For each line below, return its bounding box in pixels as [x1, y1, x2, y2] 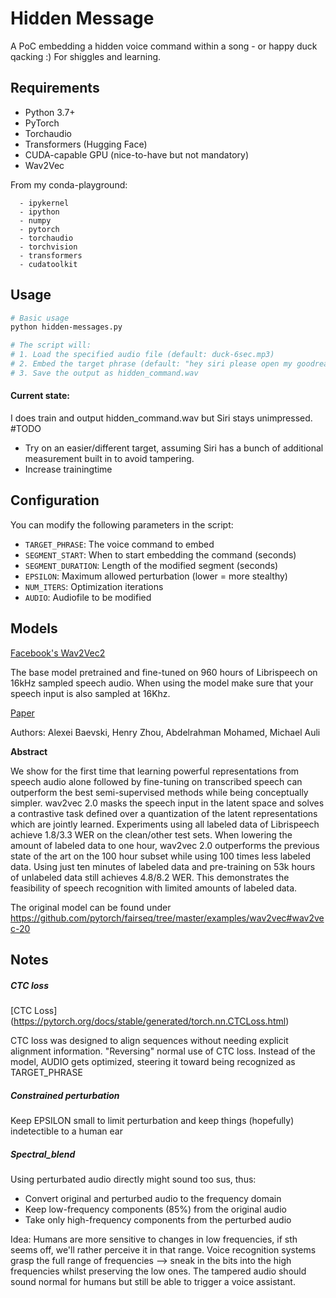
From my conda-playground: [10, 178, 128, 191]
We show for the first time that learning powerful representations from [10, 765, 300, 777]
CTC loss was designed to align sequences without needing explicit [10, 1035, 289, 1046]
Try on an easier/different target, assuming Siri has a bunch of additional [24, 442, 324, 454]
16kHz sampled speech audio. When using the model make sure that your [10, 677, 314, 689]
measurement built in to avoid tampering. [24, 453, 195, 465]
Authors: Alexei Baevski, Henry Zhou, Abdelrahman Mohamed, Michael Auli [10, 726, 321, 738]
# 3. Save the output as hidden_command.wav [10, 368, 199, 378]
